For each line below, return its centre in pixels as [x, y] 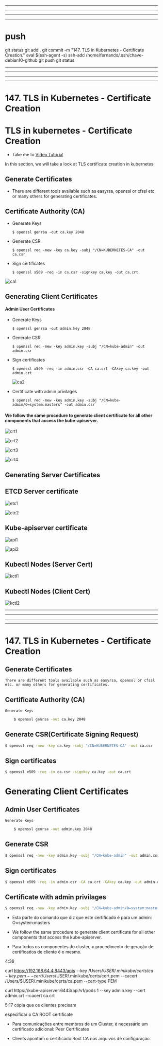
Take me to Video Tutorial [38, 155]
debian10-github [21, 60]
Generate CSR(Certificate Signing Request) [72, 734]
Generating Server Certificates [53, 475]
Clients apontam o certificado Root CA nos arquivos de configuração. [81, 1039]
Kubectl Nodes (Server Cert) [49, 564]
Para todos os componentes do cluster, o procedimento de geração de [83, 947]
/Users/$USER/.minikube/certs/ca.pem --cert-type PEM [61, 981]
